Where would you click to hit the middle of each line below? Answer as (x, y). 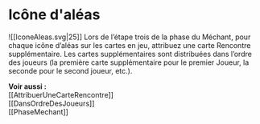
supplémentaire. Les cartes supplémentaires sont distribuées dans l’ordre (130, 54)
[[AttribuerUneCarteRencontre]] (61, 94)
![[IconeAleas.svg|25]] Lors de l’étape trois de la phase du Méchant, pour (130, 37)
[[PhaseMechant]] (38, 112)
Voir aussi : (27, 86)
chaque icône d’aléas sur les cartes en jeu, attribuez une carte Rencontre (130, 45)
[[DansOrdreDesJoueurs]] (52, 103)
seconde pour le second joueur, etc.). (70, 70)
